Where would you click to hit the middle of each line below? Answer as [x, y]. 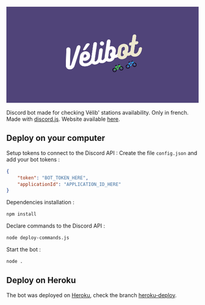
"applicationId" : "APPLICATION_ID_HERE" [69, 184]
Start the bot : [23, 249]
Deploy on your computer [56, 138]
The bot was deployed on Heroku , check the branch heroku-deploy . [92, 295]
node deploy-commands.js [38, 238]
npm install [21, 214]
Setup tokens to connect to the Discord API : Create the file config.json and [102, 152]
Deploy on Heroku [41, 280]
